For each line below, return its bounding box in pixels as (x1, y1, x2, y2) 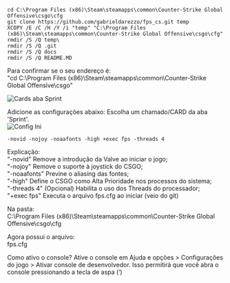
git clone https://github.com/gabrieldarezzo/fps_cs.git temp (7, 19, 189, 25)
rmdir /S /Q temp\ (7, 36, 60, 43)
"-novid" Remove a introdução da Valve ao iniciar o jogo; (7, 155, 168, 163)
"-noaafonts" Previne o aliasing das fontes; (7, 170, 129, 178)
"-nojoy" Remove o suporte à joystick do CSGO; (7, 162, 143, 170)
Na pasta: (7, 205, 34, 213)
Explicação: (7, 148, 40, 156)
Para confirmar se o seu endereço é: (7, 67, 112, 75)
